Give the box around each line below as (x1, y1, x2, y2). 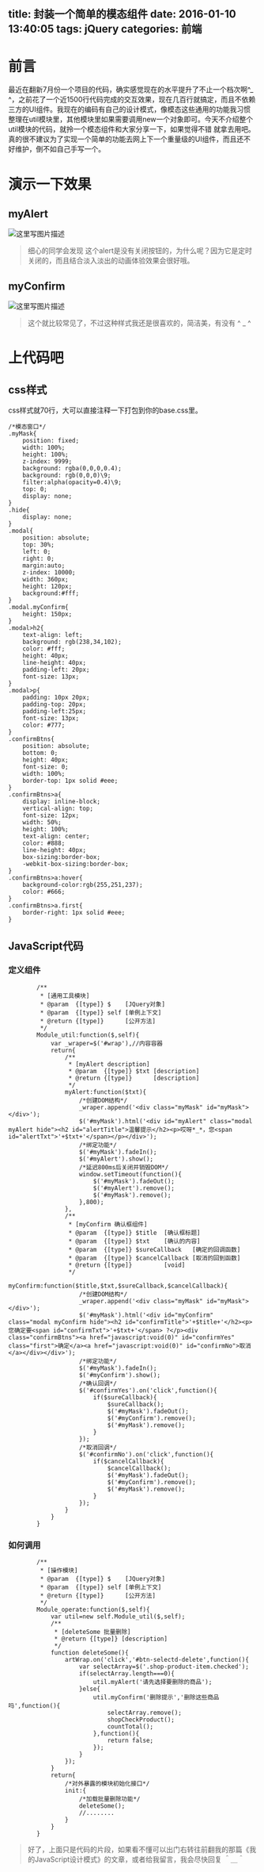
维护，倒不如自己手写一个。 (14, 144, 105, 154)
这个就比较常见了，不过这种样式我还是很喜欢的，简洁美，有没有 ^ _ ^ (27, 318, 251, 328)
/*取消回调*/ (78, 1443, 117, 1452)
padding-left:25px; (22, 708, 87, 715)
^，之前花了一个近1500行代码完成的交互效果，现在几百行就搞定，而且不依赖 (8, 94, 256, 105)
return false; (107, 1736, 154, 1745)
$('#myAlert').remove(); (92, 1184, 175, 1192)
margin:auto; (22, 562, 66, 570)
